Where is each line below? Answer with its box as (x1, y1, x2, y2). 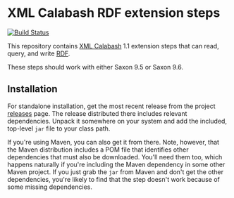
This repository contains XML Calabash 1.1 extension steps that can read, (7, 41, 220, 50)
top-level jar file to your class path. (7, 124, 111, 133)
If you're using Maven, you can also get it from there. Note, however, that (7, 138, 220, 146)
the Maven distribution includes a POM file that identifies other (7, 145, 189, 154)
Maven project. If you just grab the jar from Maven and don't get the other (7, 167, 224, 176)
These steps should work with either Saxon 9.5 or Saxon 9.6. (7, 62, 184, 71)
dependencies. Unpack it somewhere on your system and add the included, (7, 117, 228, 125)
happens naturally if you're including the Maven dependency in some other (7, 160, 226, 169)
